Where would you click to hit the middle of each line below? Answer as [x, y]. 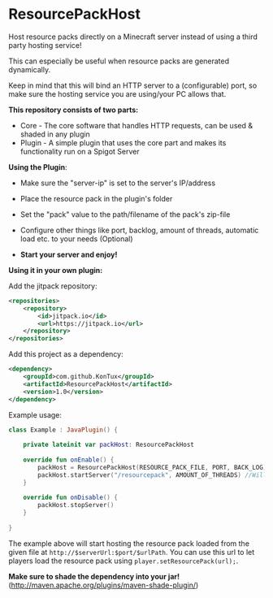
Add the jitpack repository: [53, 286]
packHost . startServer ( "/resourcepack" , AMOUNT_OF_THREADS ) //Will [152, 475]
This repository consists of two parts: [74, 110]
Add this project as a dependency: [66, 354]
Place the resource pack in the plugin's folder [96, 198]
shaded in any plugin [55, 134]
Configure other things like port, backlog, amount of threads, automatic [139, 230]
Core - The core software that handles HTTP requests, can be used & [136, 125]
